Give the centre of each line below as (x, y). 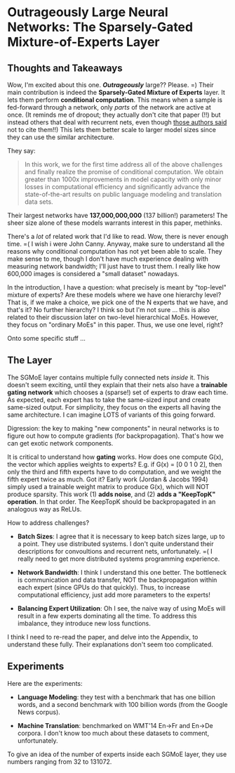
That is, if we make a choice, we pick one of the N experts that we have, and (117, 302)
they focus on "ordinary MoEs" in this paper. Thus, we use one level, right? (115, 325)
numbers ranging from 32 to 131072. (60, 761)
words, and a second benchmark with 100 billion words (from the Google (122, 704)
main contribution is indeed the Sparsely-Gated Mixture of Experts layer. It (116, 92)
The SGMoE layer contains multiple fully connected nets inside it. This (108, 377)
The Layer (30, 360)
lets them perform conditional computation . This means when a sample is (115, 100)
